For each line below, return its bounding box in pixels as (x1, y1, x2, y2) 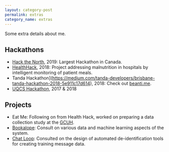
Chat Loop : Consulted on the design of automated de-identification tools (12, 135, 164, 141)
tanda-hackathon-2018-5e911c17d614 (12, 81, 91, 87)
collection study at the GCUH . (12, 120, 74, 125)
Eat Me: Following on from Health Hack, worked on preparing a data (12, 114, 154, 120)
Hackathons (5, 45, 44, 54)
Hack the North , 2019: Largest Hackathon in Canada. (12, 59, 122, 65)
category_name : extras (5, 17, 53, 22)
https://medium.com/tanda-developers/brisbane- (52, 75, 155, 81)
